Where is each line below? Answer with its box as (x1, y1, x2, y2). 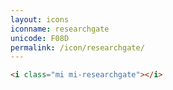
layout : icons (10, 14, 70, 25)
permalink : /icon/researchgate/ (10, 42, 145, 53)
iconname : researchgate (10, 24, 110, 34)
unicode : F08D (10, 33, 70, 43)
